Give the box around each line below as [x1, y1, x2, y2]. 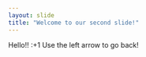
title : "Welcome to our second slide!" [8, 19, 140, 27]
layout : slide [8, 11, 55, 20]
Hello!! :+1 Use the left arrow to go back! [8, 40, 140, 49]
